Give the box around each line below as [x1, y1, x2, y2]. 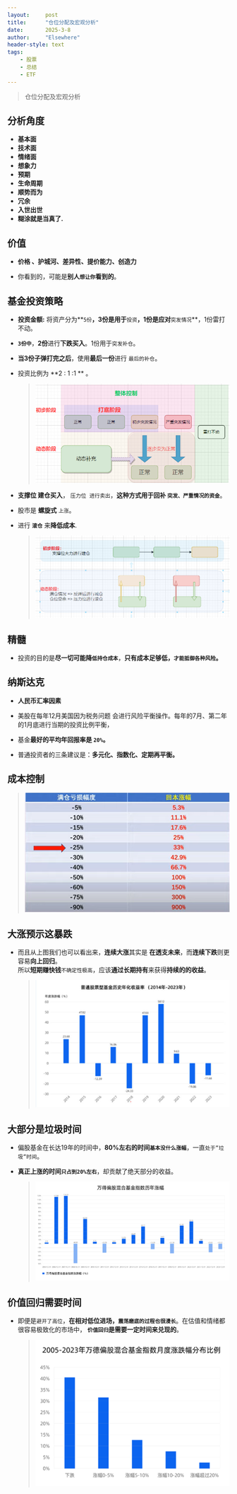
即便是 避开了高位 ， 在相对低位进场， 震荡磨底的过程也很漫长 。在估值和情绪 [17, 1317, 220, 1325]
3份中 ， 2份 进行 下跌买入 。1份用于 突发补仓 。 [17, 339, 140, 348]
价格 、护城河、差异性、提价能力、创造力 [17, 257, 138, 266]
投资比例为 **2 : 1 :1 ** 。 [17, 369, 92, 378]
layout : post [7, 11, 59, 18]
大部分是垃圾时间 [7, 1123, 82, 1135]
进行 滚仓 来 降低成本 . [17, 520, 78, 530]
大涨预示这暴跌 [7, 928, 73, 940]
